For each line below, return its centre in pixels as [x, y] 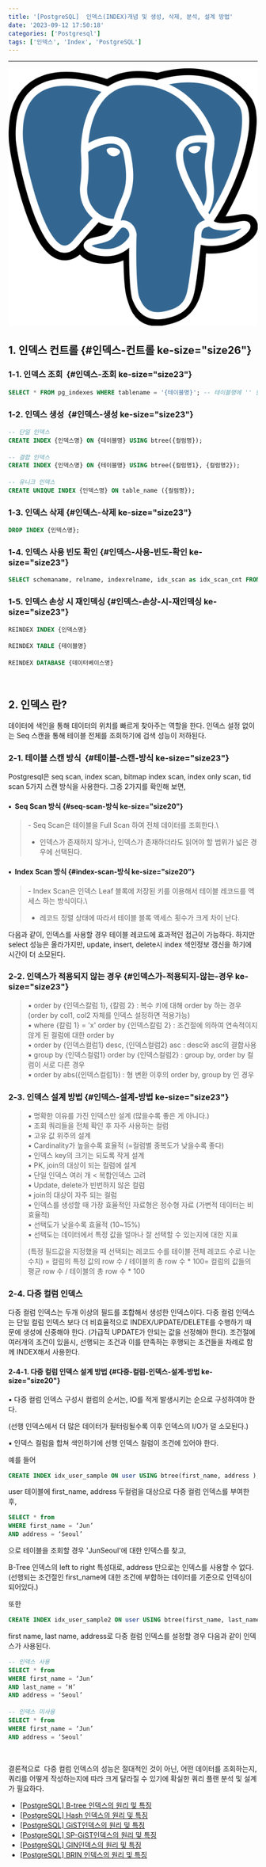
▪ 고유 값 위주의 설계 [59, 1136]
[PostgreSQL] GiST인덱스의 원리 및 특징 [82, 1825]
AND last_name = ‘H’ [42, 1687]
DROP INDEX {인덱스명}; [44, 531]
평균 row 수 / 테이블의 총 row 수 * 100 [86, 1271]
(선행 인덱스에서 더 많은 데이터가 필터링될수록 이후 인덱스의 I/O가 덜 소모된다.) [129, 1426]
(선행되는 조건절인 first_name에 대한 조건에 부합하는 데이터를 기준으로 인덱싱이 [130, 1577]
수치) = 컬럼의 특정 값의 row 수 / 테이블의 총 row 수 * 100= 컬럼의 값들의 [139, 1261]
